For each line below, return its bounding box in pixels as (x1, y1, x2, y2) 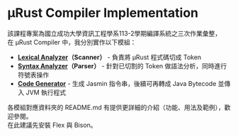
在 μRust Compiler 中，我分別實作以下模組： (7, 37, 137, 47)
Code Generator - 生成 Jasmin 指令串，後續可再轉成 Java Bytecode (17, 79, 217, 87)
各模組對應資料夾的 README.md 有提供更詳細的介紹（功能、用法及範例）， (7, 103, 225, 111)
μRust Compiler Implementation (7, 5, 199, 21)
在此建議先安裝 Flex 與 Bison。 (7, 120, 97, 129)
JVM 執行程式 (25, 88, 66, 97)
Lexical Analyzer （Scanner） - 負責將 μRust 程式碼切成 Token (17, 53, 202, 61)
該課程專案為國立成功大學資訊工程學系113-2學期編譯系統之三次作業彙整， (7, 29, 222, 37)
